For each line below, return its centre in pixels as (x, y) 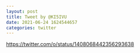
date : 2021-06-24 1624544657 (42, 22)
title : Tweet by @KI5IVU (36, 17)
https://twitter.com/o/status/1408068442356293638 (70, 44)
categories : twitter (31, 28)
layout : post (22, 11)
